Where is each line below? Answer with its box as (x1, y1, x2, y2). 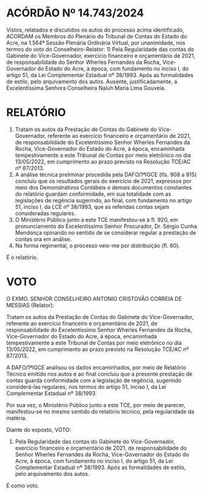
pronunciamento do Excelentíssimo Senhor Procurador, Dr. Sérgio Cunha (15, 222, 198, 230)
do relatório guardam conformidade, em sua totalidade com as (15, 190, 171, 197)
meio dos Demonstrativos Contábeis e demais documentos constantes (15, 184, 192, 191)
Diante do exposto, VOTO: (6, 426, 72, 433)
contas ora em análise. (15, 235, 72, 242)
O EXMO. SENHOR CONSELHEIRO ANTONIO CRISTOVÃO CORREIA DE (6, 295, 182, 302)
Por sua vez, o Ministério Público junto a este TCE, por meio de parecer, (6, 401, 186, 408)
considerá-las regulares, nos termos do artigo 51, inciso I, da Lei (6, 383, 167, 390)
